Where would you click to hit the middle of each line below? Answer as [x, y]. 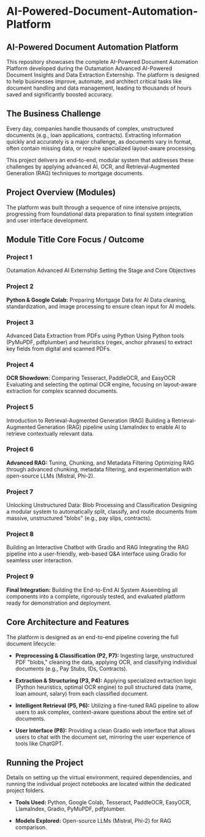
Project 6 [20, 449]
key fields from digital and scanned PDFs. [59, 348]
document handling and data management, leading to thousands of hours [99, 88]
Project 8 [20, 534]
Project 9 [20, 576]
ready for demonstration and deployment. [59, 603]
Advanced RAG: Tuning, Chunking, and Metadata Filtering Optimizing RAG [100, 463]
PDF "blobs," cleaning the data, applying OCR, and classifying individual [106, 662]
